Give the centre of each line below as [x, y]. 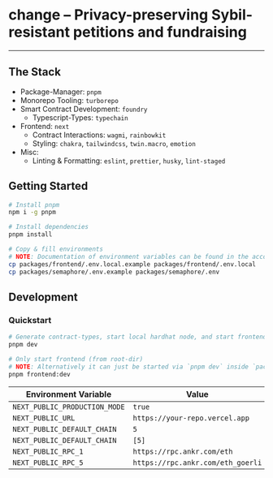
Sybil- [232, 15]
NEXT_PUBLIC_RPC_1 [48, 451]
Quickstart [30, 320]
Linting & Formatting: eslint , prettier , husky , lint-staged [129, 161]
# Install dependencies [49, 227]
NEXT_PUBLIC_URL [44, 418]
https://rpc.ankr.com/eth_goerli [197, 463]
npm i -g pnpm [32, 213]
